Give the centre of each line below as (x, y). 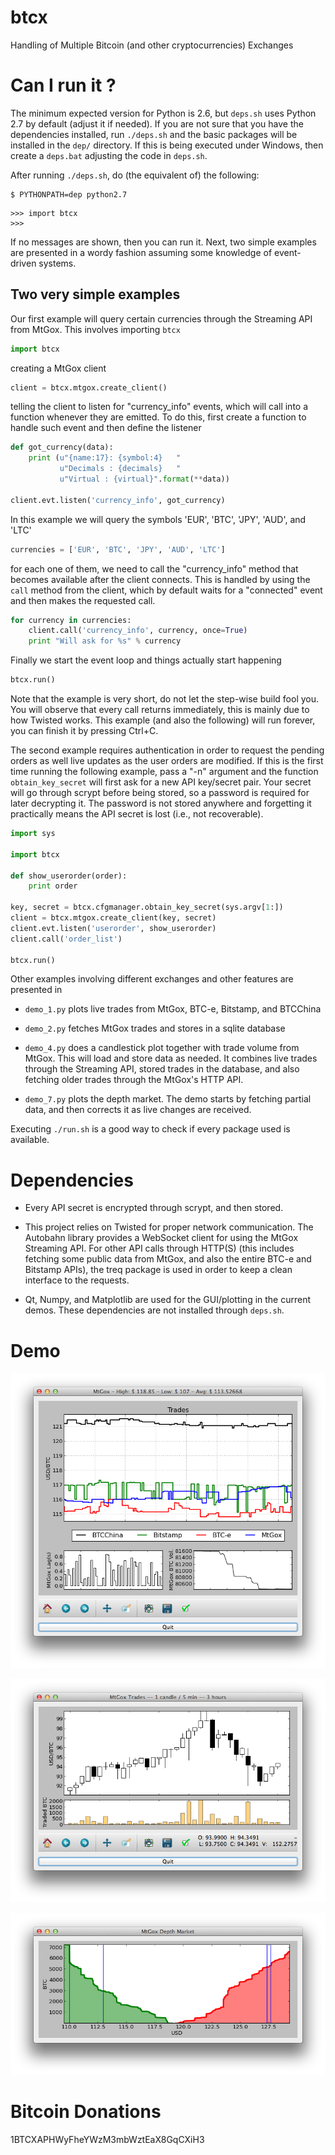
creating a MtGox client (58, 368)
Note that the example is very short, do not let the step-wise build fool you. (165, 699)
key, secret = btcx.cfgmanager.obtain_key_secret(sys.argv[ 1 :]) (147, 907)
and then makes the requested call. (83, 600)
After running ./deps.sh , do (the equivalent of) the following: (135, 175)
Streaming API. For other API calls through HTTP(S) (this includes (159, 1248)
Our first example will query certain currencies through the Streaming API (161, 318)
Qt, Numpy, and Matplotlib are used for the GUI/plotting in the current (168, 1300)
